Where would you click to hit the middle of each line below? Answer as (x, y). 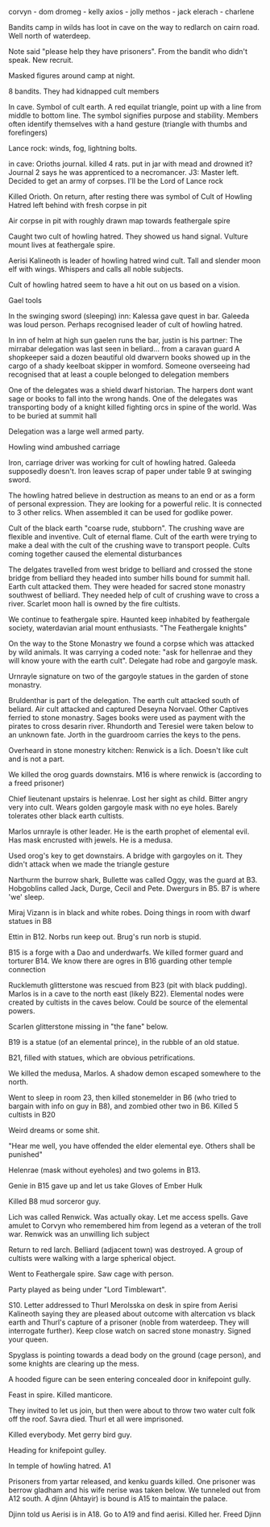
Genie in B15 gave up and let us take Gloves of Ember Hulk (106, 1186)
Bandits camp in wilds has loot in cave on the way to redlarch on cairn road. (134, 27)
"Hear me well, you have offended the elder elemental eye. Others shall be (132, 1146)
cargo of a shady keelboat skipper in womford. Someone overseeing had (129, 366)
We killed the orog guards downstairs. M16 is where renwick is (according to (135, 774)
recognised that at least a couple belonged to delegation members (119, 374)
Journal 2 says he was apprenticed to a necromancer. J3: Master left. (124, 172)
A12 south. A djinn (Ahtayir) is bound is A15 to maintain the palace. (118, 1498)
